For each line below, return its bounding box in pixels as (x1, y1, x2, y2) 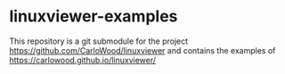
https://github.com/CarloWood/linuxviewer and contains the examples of (9, 45, 276, 55)
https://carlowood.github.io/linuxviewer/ (9, 54, 157, 65)
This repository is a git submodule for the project (9, 36, 189, 46)
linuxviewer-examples (9, 6, 178, 27)
